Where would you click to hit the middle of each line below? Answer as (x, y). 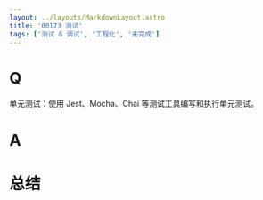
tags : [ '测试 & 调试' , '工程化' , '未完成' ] (85, 34)
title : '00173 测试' (46, 26)
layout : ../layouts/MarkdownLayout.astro (87, 17)
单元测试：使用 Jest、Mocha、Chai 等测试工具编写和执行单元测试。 (134, 104)
